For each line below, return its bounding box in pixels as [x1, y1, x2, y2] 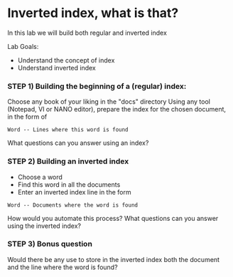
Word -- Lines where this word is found [7, 126, 129, 134]
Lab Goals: [7, 42, 39, 50]
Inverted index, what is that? [7, 5, 179, 21]
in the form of [7, 112, 48, 121]
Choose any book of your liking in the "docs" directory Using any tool [7, 97, 211, 106]
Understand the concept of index [17, 55, 115, 65]
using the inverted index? [7, 222, 82, 230]
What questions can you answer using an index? [7, 138, 149, 147]
